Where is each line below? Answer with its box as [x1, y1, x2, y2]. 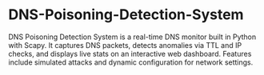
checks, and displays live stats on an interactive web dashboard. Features [8, 49, 252, 58]
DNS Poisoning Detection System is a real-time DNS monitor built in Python [8, 32, 257, 41]
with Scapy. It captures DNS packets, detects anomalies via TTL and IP [8, 40, 242, 49]
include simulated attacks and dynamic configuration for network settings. [8, 57, 254, 67]
